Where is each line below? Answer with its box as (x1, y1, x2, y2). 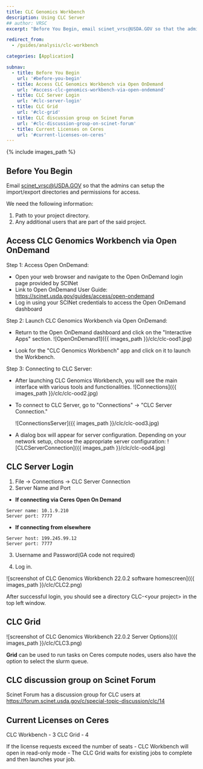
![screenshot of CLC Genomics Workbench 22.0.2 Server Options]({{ (6, 633, 178, 640)
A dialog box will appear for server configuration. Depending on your (14, 431, 187, 438)
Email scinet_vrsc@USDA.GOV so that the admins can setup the (6, 182, 165, 190)
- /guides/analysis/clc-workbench (11, 42, 98, 48)
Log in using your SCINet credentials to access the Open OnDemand (14, 299, 186, 306)
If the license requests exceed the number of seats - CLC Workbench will (6, 743, 189, 750)
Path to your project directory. (14, 212, 90, 219)
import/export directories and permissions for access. (6, 188, 141, 196)
